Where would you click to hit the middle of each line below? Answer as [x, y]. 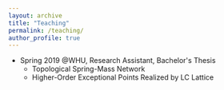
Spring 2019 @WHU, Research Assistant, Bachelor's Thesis [118, 61]
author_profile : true [44, 38]
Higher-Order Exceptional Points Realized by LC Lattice [123, 77]
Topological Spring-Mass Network [88, 69]
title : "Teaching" [39, 23]
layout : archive [35, 16]
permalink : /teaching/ [46, 30]
